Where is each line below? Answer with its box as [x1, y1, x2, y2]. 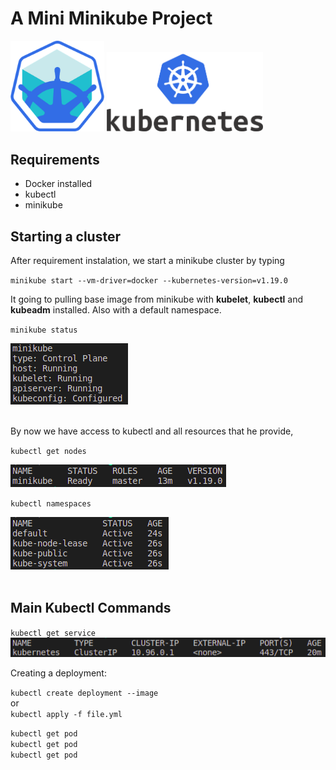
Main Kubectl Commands [10, 600, 172, 617]
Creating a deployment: [10, 667, 107, 679]
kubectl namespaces [10, 499, 92, 509]
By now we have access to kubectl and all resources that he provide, [10, 425, 294, 437]
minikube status [10, 325, 78, 336]
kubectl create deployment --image [10, 688, 159, 699]
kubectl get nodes [10, 447, 87, 457]
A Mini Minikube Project [10, 7, 213, 30]
